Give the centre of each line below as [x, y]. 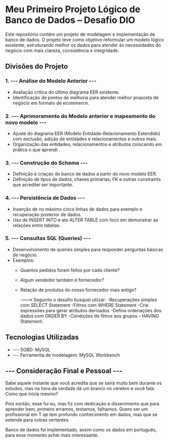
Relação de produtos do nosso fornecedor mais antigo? [78, 290]
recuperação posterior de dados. [47, 214]
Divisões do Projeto [37, 66]
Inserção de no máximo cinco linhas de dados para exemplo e [77, 209]
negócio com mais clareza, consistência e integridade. [62, 50]
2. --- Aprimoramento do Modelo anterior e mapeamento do [80, 116]
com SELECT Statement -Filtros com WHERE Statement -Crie [84, 305]
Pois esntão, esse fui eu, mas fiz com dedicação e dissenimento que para [82, 404]
